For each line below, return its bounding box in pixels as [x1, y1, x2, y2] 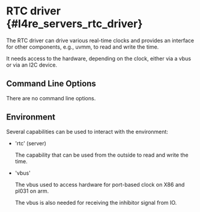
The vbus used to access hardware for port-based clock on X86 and [14, 181, 185, 188]
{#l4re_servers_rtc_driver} [6, 17, 143, 31]
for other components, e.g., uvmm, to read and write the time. [6, 43, 159, 50]
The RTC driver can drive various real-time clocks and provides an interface [6, 37, 194, 44]
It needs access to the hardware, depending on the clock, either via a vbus [6, 55, 191, 62]
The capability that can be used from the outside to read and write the [14, 151, 189, 159]
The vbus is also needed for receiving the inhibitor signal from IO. [14, 199, 177, 206]
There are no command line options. [6, 94, 96, 101]
